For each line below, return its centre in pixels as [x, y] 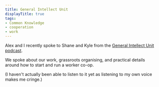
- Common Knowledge [25, 23]
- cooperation [19, 27]
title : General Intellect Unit [37, 9]
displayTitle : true [25, 14]
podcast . [14, 50]
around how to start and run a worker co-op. [49, 65]
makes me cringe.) [24, 79]
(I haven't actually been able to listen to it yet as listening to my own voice [79, 74]
